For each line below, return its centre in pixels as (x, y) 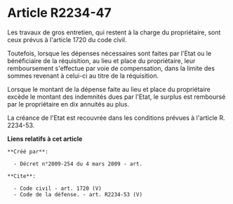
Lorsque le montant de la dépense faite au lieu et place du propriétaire (109, 89)
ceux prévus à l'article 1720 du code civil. (67, 39)
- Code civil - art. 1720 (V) (58, 188)
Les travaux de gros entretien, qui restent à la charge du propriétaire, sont (114, 32)
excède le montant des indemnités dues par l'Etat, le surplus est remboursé (116, 97)
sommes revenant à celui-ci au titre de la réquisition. (83, 76)
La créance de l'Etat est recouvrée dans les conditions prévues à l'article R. (116, 118)
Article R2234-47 (60, 13)
